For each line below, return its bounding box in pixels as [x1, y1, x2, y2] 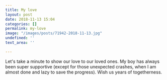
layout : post [5, 12, 33, 17]
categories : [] [5, 21, 37, 27]
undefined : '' [5, 36, 35, 41]
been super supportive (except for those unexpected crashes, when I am [5, 63, 156, 69]
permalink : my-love [5, 26, 46, 31]
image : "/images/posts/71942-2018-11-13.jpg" [5, 31, 102, 36]
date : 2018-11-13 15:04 [5, 17, 55, 22]
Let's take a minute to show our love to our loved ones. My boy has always [5, 58, 160, 64]
